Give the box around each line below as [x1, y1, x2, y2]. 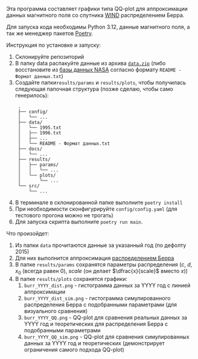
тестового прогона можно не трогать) [14, 212, 113, 219]
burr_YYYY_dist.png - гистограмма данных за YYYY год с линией [24, 282, 191, 289]
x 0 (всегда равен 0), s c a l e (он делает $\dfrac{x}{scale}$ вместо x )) [14, 268, 188, 276]
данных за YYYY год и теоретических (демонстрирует [24, 339, 165, 347]
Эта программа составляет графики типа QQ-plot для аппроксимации [6, 5, 188, 12]
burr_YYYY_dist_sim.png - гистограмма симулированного [24, 294, 171, 301]
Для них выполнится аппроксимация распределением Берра [14, 254, 174, 262]
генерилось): [14, 92, 49, 99]
